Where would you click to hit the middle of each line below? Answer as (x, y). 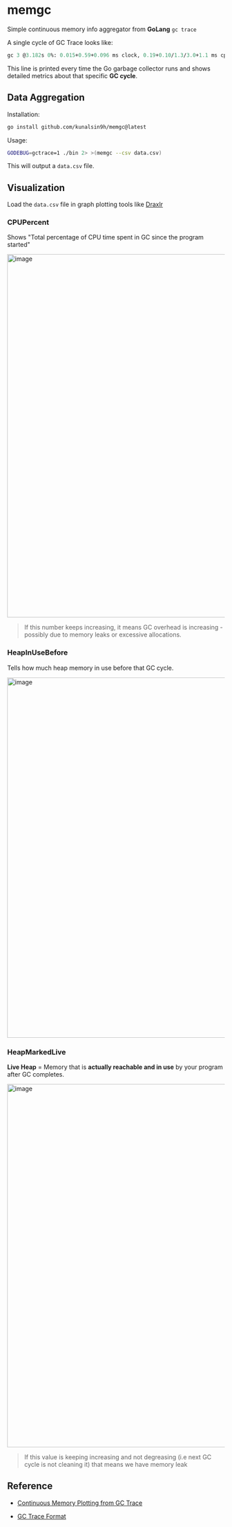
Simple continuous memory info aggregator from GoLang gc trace (102, 29)
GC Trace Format (42, 1516)
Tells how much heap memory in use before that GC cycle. (90, 668)
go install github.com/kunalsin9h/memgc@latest (77, 127)
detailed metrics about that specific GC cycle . (72, 75)
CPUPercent (28, 222)
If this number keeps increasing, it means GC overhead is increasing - (123, 628)
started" (19, 245)
